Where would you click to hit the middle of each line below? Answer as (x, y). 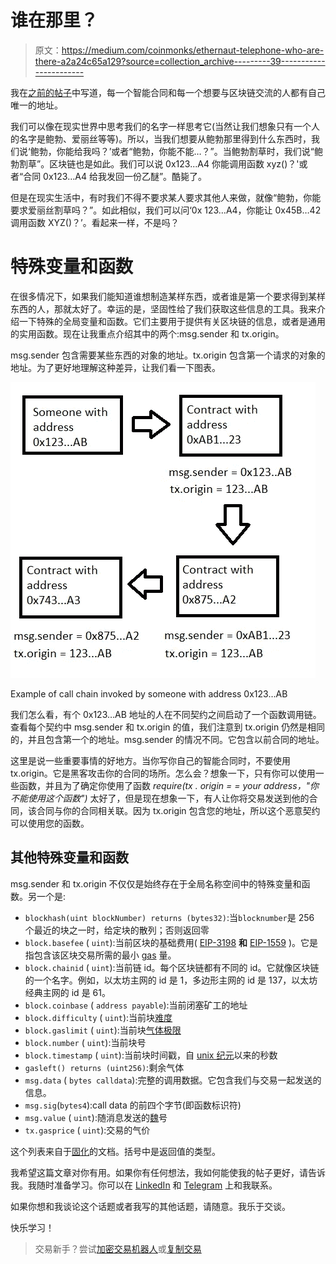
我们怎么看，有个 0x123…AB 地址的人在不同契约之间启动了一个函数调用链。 (166, 714)
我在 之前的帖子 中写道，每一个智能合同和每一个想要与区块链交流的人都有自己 (168, 92)
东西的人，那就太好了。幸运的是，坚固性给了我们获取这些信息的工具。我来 (163, 308)
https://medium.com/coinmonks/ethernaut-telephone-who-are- (193, 50)
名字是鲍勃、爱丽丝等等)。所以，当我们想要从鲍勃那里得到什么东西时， (165, 138)
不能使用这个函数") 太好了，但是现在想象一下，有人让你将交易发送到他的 (160, 798)
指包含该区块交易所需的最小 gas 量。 (100, 955)
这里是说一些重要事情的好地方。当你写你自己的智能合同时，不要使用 (150, 760)
